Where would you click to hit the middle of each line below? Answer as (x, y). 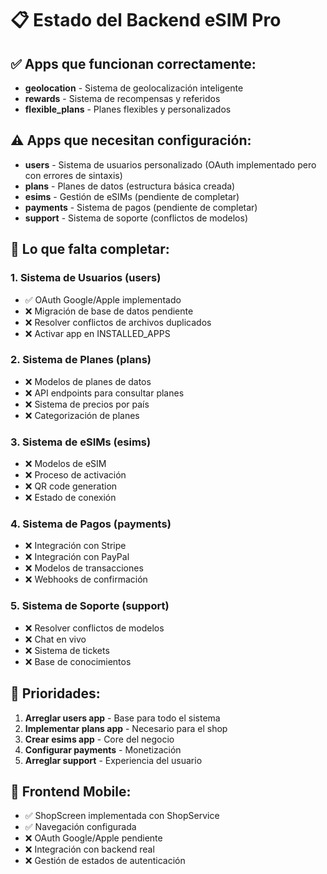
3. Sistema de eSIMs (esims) (81, 442)
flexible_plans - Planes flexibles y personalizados (128, 109)
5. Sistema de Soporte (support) (90, 606)
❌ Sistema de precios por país (87, 404)
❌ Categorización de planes (82, 415)
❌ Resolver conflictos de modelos (94, 628)
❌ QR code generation (71, 486)
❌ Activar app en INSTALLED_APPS (97, 333)
